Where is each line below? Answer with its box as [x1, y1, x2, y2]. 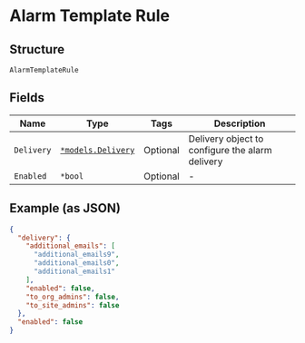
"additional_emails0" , [33, 259, 120, 268]
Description [213, 117, 266, 130]
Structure [9, 42, 65, 57]
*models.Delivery [60, 144, 135, 155]
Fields [9, 90, 45, 105]
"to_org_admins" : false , [25, 292, 120, 301]
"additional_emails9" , [33, 250, 120, 260]
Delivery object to [188, 132, 264, 145]
